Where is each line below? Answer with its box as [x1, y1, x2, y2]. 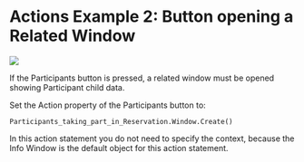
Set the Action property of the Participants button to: [9, 100, 206, 110]
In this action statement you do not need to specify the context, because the [9, 133, 295, 144]
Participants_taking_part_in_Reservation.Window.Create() [9, 117, 233, 126]
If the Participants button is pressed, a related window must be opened [9, 72, 275, 83]
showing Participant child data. [9, 81, 125, 92]
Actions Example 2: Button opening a [9, 6, 294, 27]
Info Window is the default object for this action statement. [9, 142, 229, 153]
